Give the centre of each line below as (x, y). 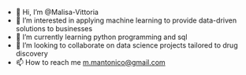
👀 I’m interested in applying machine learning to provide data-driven (126, 20)
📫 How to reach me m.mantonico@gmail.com (90, 62)
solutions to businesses (54, 29)
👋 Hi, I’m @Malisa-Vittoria (57, 12)
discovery (32, 54)
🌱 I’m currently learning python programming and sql (101, 37)
